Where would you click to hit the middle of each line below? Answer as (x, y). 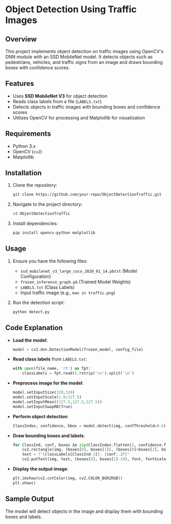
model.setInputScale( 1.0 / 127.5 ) (47, 397)
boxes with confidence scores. (38, 68)
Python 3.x (24, 146)
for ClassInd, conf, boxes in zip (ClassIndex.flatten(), (75, 445)
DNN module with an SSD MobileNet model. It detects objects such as (79, 57)
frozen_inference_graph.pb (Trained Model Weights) (76, 281)
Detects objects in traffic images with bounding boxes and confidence (87, 107)
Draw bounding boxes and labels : (49, 436)
